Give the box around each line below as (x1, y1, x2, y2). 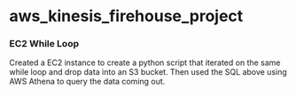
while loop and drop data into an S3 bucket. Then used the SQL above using (9, 67, 288, 77)
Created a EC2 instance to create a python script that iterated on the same (9, 57, 281, 68)
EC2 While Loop (9, 38, 80, 50)
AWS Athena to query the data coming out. (9, 77, 166, 87)
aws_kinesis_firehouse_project (9, 6, 244, 26)
